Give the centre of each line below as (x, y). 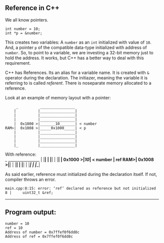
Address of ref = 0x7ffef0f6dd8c (39, 236)
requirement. (18, 63)
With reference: (21, 154)
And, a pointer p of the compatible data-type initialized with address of (76, 47)
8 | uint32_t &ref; (29, 193)
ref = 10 (14, 228)
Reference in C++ (32, 8)
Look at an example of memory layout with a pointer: (58, 97)
